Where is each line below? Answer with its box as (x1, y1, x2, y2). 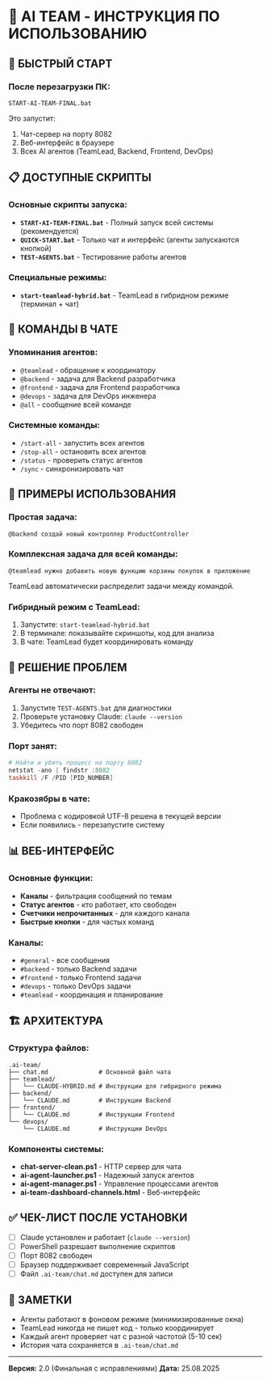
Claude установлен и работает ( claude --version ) (19, 1232, 191, 1242)
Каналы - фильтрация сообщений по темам (19, 891, 172, 900)
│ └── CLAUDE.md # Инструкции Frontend (8, 1110, 175, 1119)
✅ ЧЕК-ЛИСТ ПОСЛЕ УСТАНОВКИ (8, 1211, 188, 1225)
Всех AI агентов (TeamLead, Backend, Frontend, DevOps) (19, 146, 214, 156)
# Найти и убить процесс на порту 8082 (8, 759, 143, 767)
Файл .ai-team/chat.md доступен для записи (19, 1269, 173, 1279)
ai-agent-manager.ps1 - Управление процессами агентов (19, 1179, 219, 1188)
